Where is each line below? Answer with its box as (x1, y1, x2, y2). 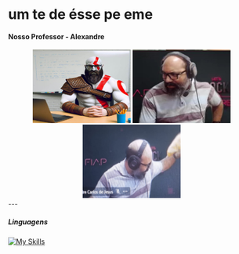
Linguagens (8, 217, 49, 227)
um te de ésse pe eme (8, 5, 154, 24)
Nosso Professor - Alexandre (8, 31, 105, 41)
